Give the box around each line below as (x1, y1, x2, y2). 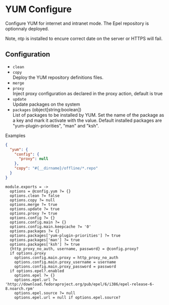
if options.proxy (10, 250, 46, 256)
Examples (5, 133, 26, 139)
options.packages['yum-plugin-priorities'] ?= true (10, 233, 121, 238)
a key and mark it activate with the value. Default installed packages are (12, 117, 162, 123)
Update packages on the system (12, 101, 81, 107)
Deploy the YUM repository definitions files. (12, 74, 103, 80)
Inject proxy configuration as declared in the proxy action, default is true (12, 90, 163, 97)
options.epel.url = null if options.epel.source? (14, 295, 121, 300)
